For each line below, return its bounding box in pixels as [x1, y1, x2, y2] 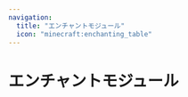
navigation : [8, 12, 53, 22]
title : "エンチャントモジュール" [16, 21, 126, 30]
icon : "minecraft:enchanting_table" [16, 29, 152, 38]
